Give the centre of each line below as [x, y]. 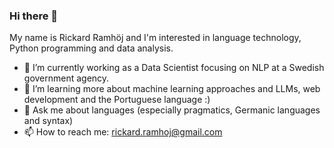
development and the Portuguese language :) [117, 100]
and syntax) [48, 121]
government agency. [66, 78]
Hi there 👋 [34, 16]
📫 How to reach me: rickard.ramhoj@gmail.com [123, 132]
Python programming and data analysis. [91, 48]
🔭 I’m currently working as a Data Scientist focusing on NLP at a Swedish [174, 68]
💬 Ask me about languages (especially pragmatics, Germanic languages [172, 110]
